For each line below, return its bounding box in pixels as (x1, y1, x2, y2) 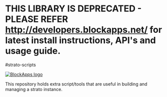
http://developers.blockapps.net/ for (5, 24, 162, 35)
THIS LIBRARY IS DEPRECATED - (5, 3, 142, 14)
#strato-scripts (5, 62, 36, 68)
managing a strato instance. (5, 86, 62, 92)
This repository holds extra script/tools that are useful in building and (5, 81, 147, 87)
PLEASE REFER (5, 13, 68, 25)
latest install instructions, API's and (5, 35, 156, 46)
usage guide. (5, 45, 61, 57)
